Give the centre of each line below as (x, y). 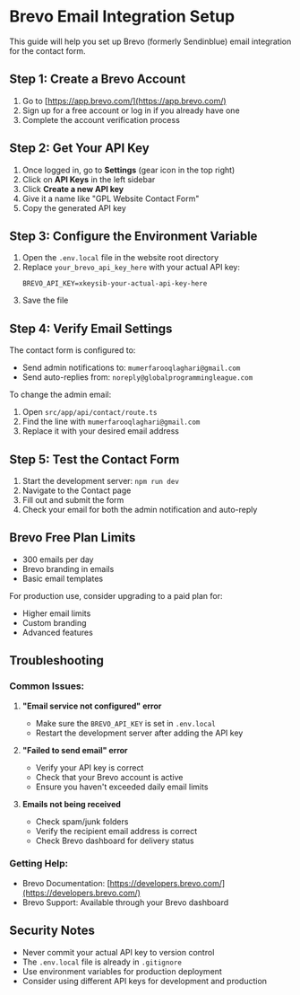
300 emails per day (58, 559)
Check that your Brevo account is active (109, 777)
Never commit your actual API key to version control (118, 952)
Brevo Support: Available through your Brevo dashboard (125, 902)
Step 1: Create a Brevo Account (98, 79)
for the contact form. (47, 50)
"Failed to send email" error (75, 750)
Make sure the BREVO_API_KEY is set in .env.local (126, 723)
